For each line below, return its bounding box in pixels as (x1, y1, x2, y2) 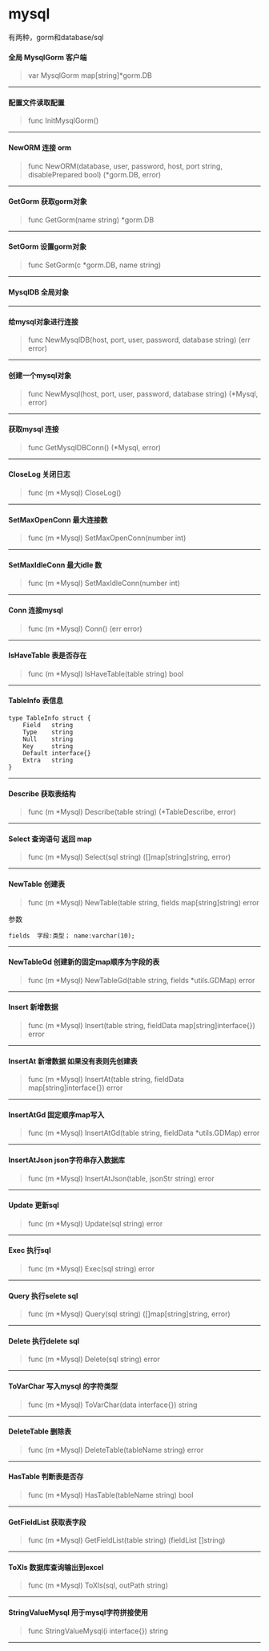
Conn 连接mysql (8, 605, 64, 615)
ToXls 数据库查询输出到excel (8, 1562, 104, 1572)
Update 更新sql (8, 1201, 60, 1210)
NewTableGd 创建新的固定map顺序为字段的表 (8, 957, 160, 967)
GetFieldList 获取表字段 (8, 1517, 86, 1527)
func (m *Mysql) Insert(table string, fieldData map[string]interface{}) (27, 1021, 256, 1030)
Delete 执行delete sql (8, 1336, 80, 1345)
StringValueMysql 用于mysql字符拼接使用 (8, 1608, 148, 1617)
